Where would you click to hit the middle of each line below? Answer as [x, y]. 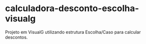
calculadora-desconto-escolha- [72, 8]
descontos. [16, 37]
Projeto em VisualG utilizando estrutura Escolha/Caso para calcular [73, 32]
